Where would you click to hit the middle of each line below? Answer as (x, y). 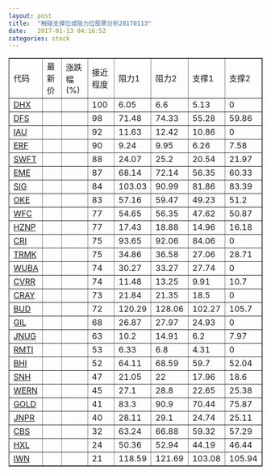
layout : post (30, 16)
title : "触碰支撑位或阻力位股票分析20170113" (80, 23)
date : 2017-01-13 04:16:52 (57, 31)
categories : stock (39, 38)
